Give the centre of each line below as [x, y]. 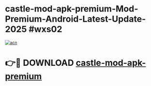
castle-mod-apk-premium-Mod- [72, 9]
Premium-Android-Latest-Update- [75, 19]
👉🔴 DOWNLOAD [39, 63]
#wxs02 [45, 29]
